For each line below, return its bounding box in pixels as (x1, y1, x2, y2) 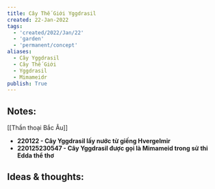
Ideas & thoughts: (7, 171, 84, 183)
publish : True (7, 80, 48, 87)
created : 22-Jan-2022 (7, 16, 69, 23)
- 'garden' (13, 36, 45, 42)
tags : (7, 23, 23, 29)
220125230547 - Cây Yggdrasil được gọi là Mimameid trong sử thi (16, 144, 208, 153)
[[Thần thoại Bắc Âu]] (7, 124, 68, 132)
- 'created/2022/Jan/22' (13, 29, 84, 36)
